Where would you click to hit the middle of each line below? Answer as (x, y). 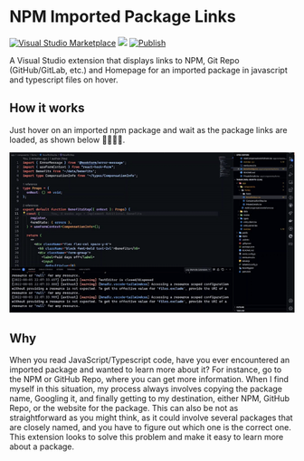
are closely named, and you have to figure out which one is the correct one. (150, 427)
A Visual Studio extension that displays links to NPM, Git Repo (124, 60)
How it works (47, 108)
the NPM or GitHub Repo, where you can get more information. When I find (149, 379)
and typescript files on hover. (64, 80)
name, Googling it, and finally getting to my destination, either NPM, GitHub (149, 399)
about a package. (42, 447)
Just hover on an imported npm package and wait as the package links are (148, 130)
